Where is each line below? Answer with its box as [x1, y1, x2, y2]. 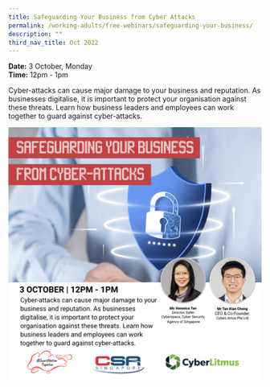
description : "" [8, 30, 63, 38]
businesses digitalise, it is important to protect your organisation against [8, 94, 247, 104]
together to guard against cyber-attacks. [8, 111, 143, 121]
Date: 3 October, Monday [8, 61, 92, 72]
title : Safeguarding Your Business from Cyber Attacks [8, 13, 196, 21]
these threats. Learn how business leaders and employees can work [8, 103, 235, 113]
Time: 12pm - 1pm [8, 70, 68, 80]
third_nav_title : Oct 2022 [8, 39, 99, 47]
